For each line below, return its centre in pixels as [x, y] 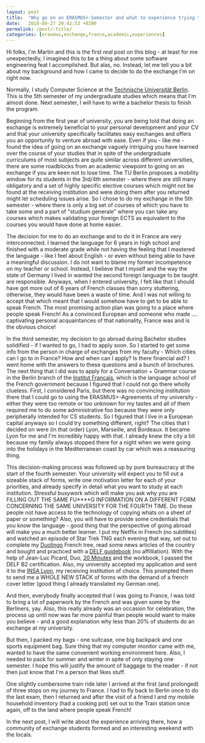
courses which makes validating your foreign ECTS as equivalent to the [96, 218]
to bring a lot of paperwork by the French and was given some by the [93, 602]
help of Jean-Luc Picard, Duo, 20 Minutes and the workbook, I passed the [99, 558]
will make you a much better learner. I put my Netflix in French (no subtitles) [101, 532]
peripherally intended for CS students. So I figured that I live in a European [100, 417]
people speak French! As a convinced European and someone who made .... [102, 314]
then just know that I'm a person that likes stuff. [66, 672]
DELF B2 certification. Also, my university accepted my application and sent [102, 564]
